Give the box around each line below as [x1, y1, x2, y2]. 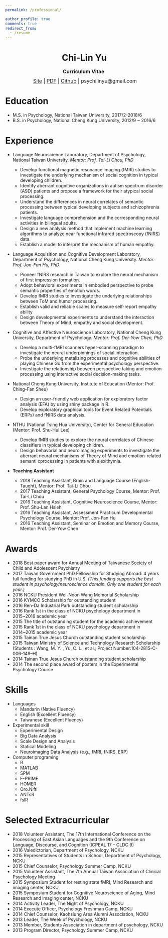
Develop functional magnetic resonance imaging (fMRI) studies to [20, 166, 156, 172]
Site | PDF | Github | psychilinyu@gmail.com [33, 77, 137, 84]
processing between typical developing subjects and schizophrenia [20, 204, 159, 210]
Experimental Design [20, 727, 63, 734]
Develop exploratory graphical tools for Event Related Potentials [20, 406, 152, 412]
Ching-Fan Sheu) [12, 386, 48, 392]
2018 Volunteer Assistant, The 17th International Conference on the [12, 831, 151, 837]
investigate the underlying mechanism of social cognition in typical [20, 172, 158, 178]
